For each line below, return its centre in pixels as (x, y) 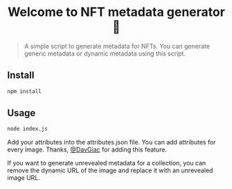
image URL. (24, 178)
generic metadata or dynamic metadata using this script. (105, 54)
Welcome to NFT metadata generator (116, 12)
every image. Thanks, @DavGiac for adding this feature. (87, 149)
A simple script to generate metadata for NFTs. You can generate (117, 46)
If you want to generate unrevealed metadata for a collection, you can (107, 163)
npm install (24, 91)
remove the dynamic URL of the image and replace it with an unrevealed (110, 170)
